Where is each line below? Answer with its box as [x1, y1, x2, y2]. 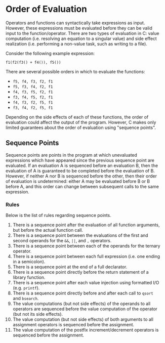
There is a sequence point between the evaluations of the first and [12, 232, 149, 238]
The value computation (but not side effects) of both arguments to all [12, 316, 154, 322]
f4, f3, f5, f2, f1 [12, 89, 53, 94]
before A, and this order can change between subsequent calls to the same [5, 183, 159, 189]
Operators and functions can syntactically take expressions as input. [5, 20, 145, 26]
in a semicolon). [12, 258, 45, 265]
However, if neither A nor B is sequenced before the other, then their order [5, 173, 157, 179]
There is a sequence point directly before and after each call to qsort [12, 290, 154, 296]
